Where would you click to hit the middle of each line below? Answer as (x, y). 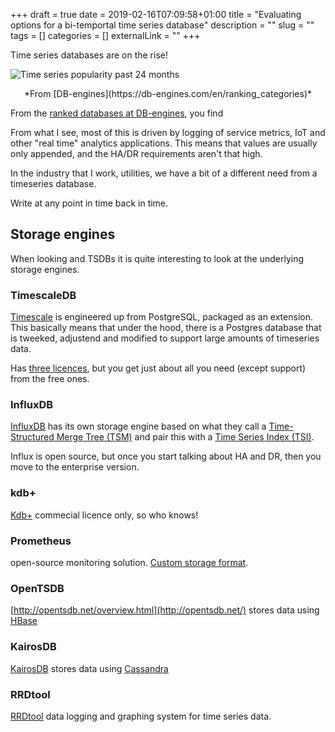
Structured (32, 437)
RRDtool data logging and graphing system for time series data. (141, 716)
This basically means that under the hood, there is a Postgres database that (166, 328)
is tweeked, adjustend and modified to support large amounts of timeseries (165, 338)
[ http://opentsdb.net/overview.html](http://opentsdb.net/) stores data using (165, 610)
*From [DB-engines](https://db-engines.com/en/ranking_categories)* (168, 93)
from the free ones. (50, 379)
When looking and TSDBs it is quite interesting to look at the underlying (157, 258)
